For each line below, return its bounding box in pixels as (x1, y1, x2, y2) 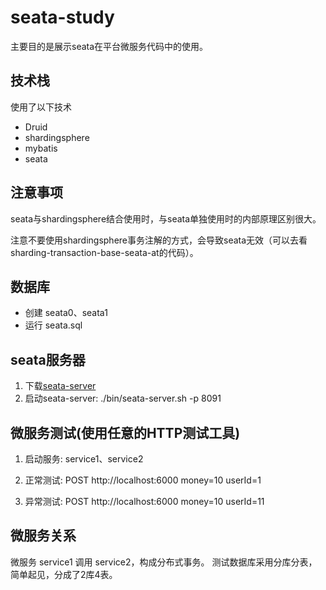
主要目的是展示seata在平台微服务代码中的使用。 (10, 40, 209, 52)
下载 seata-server (24, 380, 97, 392)
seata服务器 (10, 351, 86, 368)
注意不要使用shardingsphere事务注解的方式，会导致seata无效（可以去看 (10, 234, 308, 246)
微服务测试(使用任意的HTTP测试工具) (10, 424, 241, 441)
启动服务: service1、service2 (24, 453, 144, 465)
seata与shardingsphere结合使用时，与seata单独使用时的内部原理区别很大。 (10, 212, 322, 225)
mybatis (24, 142, 58, 154)
